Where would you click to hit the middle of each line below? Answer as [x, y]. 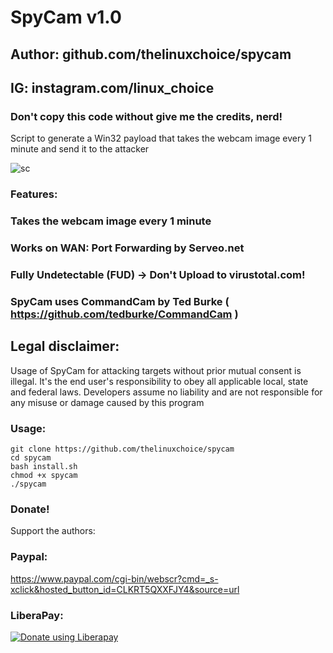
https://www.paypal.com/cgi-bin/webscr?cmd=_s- [114, 578]
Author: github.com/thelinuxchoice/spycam [151, 54]
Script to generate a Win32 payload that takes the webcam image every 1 [161, 138]
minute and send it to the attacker [80, 149]
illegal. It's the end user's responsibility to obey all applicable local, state [159, 381]
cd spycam [31, 457]
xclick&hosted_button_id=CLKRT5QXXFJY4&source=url [125, 589]
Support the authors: [53, 531]
